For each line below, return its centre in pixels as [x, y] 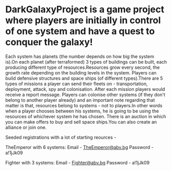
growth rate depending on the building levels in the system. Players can [81, 72]
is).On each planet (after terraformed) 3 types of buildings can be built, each [86, 62]
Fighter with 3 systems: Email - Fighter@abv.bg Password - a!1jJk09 [78, 162]
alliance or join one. [26, 127]
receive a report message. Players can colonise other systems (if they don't [85, 94]
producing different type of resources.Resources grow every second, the [83, 67]
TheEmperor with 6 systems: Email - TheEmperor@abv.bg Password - [80, 147]
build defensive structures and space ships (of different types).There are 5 [84, 78]
